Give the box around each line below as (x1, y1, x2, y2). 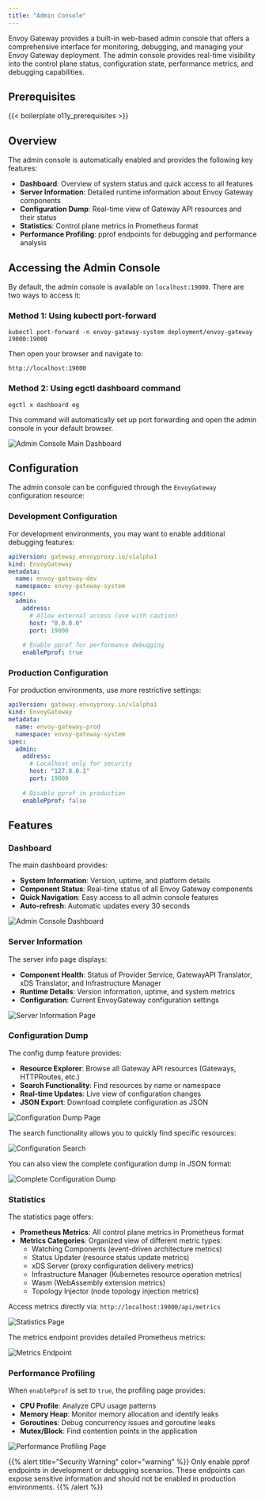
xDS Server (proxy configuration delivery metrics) (31, 1261, 194, 1270)
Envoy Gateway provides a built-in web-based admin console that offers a (8, 33, 250, 43)
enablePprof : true (22, 648, 83, 657)
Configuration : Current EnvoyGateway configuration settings (19, 995, 220, 1005)
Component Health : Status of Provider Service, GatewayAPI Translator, (19, 970, 253, 979)
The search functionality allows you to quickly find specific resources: (8, 1128, 237, 1137)
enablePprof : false (22, 797, 87, 805)
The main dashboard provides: (8, 860, 108, 870)
